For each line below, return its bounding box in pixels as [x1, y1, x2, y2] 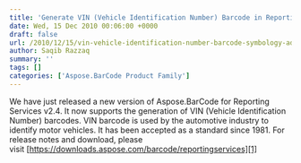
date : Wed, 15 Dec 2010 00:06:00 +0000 [9, 21, 159, 30]
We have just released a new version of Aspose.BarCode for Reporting [9, 96, 271, 107]
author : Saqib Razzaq [9, 47, 90, 56]
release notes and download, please [9, 133, 143, 144]
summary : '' [9, 55, 54, 64]
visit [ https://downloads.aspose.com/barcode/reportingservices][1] [9, 143, 258, 154]
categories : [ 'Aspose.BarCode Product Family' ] [9, 72, 191, 81]
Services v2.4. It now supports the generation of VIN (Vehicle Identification [9, 105, 287, 116]
